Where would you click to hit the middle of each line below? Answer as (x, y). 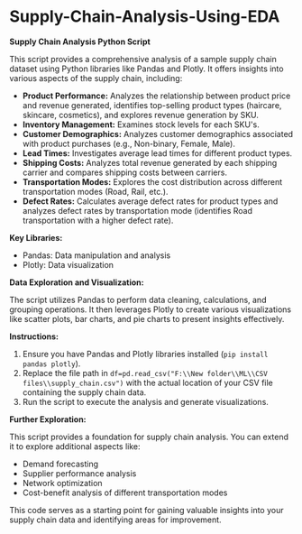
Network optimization (62, 483)
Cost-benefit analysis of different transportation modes (125, 493)
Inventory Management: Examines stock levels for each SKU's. (141, 124)
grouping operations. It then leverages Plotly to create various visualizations (151, 309)
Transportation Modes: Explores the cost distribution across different (152, 181)
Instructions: (34, 336)
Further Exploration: (48, 419)
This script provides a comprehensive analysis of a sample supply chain (143, 59)
